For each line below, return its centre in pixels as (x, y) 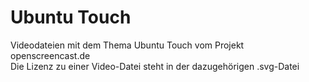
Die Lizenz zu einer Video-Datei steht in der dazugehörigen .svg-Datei (155, 66)
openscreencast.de (50, 55)
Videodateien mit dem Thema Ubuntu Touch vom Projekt (127, 45)
